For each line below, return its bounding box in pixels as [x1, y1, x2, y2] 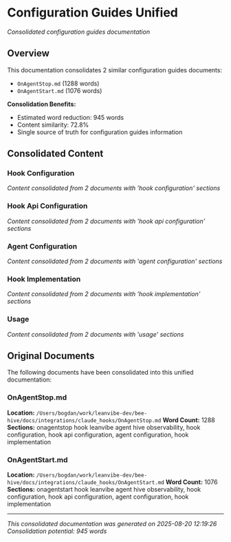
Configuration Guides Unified [7, 5, 179, 21]
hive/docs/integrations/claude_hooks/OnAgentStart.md [7, 479, 165, 486]
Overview [7, 48, 50, 59]
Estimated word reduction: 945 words [16, 113, 124, 121]
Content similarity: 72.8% [16, 121, 89, 129]
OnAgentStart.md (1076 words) [16, 86, 102, 94]
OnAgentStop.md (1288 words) [16, 79, 100, 87]
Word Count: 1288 [162, 415, 215, 424]
